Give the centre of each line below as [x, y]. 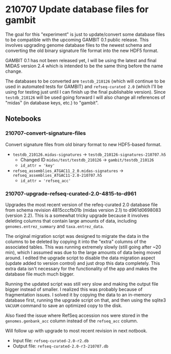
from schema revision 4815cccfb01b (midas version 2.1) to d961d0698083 [83, 210]
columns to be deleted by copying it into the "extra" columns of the [76, 241]
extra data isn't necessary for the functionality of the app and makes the [81, 268]
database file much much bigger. [40, 274]
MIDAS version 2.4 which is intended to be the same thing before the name [84, 66]
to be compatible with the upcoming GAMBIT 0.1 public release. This [77, 40]
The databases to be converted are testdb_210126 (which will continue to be [85, 81]
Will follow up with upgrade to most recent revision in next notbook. [76, 331]
